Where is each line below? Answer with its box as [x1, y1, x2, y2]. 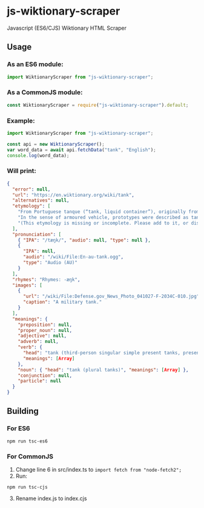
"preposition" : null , [18, 322, 72, 328]
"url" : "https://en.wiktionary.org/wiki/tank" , [12, 192, 135, 198]
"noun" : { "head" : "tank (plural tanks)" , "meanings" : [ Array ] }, [18, 367, 189, 373]
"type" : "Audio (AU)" [22, 260, 78, 266]
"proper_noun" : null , [18, 327, 72, 333]
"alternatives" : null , [12, 197, 70, 204]
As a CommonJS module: [7, 88, 83, 97]
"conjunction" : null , [18, 372, 72, 379]
